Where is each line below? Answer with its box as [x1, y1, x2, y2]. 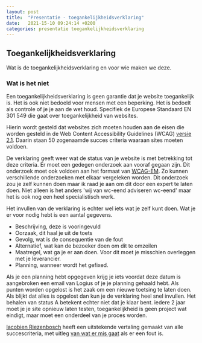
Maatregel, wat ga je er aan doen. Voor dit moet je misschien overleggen [14, 249, 196, 256]
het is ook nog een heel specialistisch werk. [6, 193, 115, 200]
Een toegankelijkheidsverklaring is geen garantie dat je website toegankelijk [6, 93, 195, 100]
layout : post [6, 8, 39, 15]
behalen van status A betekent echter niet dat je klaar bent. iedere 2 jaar [6, 299, 186, 306]
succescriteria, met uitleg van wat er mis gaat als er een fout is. [6, 330, 164, 337]
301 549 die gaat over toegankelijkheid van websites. [6, 112, 139, 120]
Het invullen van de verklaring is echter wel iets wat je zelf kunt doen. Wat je [6, 205, 196, 212]
